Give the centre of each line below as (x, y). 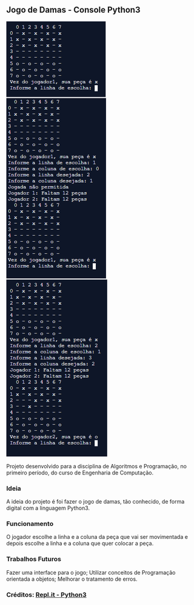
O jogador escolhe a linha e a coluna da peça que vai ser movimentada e (97, 537)
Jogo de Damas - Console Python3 (73, 10)
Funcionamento (30, 524)
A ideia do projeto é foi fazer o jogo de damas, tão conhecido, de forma (95, 502)
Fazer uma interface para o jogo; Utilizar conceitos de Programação (91, 572)
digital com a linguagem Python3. (48, 508)
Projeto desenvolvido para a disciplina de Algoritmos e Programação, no (96, 466)
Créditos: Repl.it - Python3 (46, 595)
